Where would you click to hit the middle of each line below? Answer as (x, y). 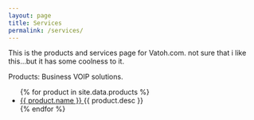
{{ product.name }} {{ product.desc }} (81, 101)
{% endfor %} (43, 109)
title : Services (35, 23)
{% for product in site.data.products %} (84, 92)
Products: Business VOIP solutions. (66, 77)
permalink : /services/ (46, 30)
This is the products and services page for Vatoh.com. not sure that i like (127, 53)
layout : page (30, 15)
